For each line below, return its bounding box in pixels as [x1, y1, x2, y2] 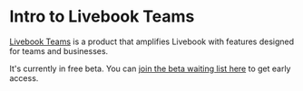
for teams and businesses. [9, 45, 109, 56]
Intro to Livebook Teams [9, 6, 195, 27]
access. [9, 72, 39, 83]
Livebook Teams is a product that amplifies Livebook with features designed [9, 36, 295, 47]
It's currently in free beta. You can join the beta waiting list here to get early [9, 63, 291, 74]
